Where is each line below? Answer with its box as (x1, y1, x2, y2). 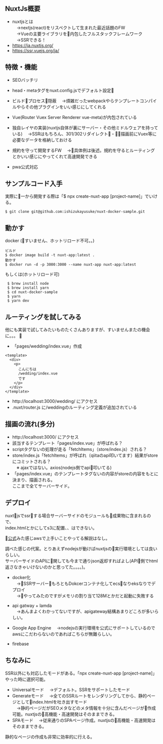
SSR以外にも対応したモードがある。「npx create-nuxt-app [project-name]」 (5, 670, 157, 676)
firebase (12, 641, 29, 647)
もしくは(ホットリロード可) (5, 271, 60, 278)
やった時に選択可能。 (5, 676, 48, 682)
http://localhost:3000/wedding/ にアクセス (12, 398, 98, 404)
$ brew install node (7, 281, 49, 286)
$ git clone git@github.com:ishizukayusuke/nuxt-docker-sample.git (5, 209, 145, 214)
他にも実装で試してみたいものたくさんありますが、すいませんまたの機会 (5, 327, 150, 333)
